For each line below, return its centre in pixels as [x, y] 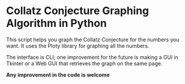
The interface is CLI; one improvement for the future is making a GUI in [92, 57]
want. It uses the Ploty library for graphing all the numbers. [78, 46]
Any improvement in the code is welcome [58, 75]
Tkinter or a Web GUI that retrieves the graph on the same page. [84, 63]
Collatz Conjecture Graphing [78, 11]
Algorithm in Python [56, 23]
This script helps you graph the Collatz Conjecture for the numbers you [93, 39]
